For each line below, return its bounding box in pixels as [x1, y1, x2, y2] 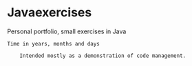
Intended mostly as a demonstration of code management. [19, 52, 186, 59]
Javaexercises [7, 5, 92, 20]
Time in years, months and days [7, 40, 100, 47]
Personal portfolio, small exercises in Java [7, 27, 127, 35]
